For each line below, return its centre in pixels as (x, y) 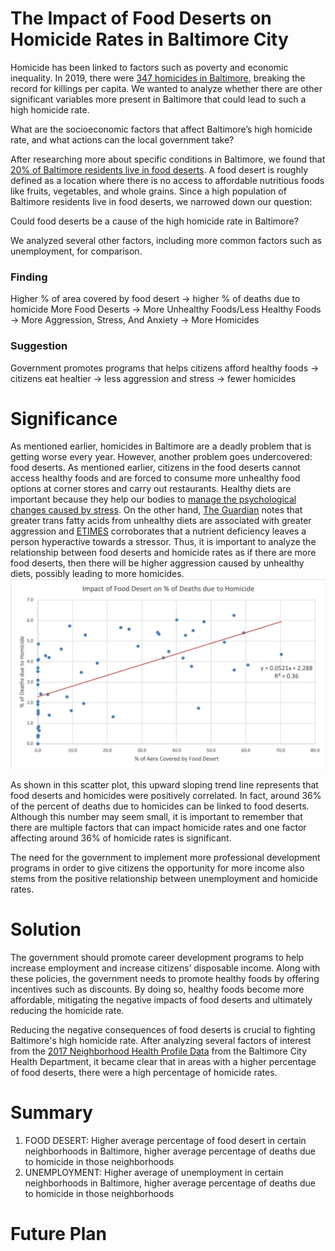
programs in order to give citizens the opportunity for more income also (157, 868)
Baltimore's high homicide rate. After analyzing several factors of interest (161, 1040)
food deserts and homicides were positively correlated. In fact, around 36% (166, 795)
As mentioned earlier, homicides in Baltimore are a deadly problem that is (161, 446)
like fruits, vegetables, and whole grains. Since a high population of (148, 191)
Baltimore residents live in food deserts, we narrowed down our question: (161, 201)
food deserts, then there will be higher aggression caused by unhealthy (157, 563)
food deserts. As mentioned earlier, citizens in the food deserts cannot (155, 468)
